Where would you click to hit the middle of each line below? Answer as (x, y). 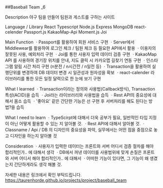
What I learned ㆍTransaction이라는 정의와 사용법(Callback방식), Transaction (80, 89)
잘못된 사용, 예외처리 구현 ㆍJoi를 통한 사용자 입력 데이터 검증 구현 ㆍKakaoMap (81, 54)
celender (14, 32)
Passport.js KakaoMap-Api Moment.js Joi (65, 32)
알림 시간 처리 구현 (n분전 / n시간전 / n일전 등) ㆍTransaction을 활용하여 (82, 66)
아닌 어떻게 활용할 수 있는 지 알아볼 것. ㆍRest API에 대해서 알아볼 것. (75, 123)
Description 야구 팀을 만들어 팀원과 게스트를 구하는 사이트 (60, 17)
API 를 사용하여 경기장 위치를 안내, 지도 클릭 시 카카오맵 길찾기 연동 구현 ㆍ (76, 60)
